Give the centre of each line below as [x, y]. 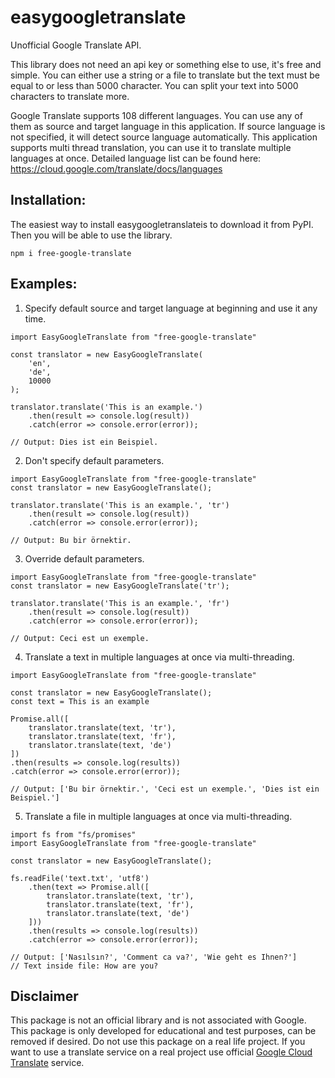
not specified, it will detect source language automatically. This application [164, 137]
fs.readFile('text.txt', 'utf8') [80, 878]
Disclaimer [44, 996]
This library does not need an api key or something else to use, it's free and [166, 64]
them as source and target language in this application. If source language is [168, 126]
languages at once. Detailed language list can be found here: [136, 158]
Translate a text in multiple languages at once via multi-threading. [159, 657]
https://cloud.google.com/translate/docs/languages [116, 168]
